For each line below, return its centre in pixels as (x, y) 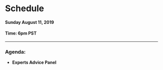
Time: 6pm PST (21, 33)
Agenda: (15, 52)
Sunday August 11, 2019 (30, 22)
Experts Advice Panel (34, 62)
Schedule (25, 9)
